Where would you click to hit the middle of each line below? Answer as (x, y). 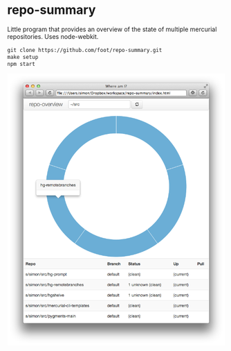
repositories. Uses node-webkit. (53, 36)
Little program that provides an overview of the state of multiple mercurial (112, 29)
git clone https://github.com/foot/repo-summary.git (85, 50)
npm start (21, 64)
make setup (23, 57)
